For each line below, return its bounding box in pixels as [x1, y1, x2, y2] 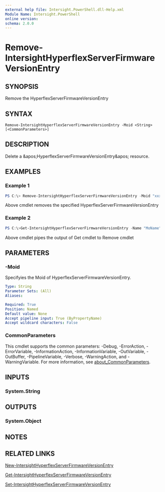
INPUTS [5, 373, 29, 381]
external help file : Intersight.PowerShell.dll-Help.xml [5, 7, 124, 12]
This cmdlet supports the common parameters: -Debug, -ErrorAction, [5, 343, 146, 349]
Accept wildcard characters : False [5, 320, 78, 326]
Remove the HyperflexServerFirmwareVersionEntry [5, 95, 109, 101]
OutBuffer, [5, 354, 26, 359]
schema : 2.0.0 [5, 21, 34, 26]
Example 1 [5, 182, 30, 189]
